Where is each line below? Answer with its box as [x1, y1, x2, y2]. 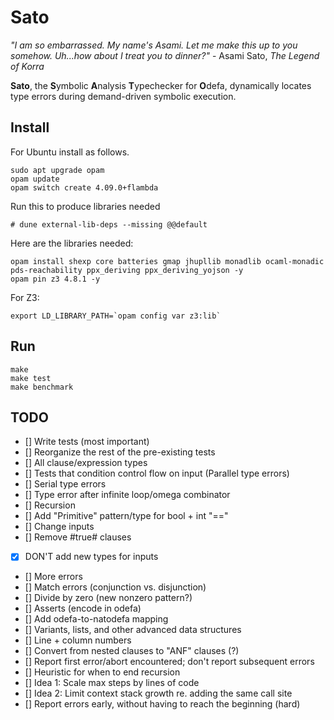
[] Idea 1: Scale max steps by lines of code [24, 677, 200, 689]
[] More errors [24, 571, 83, 583]
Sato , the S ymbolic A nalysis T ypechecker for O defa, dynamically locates [10, 79, 312, 91]
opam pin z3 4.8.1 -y [10, 274, 101, 284]
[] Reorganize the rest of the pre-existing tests [24, 446, 216, 458]
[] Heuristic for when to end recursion [24, 666, 181, 678]
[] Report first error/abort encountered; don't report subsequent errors [24, 656, 315, 668]
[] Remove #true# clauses [24, 531, 132, 543]
